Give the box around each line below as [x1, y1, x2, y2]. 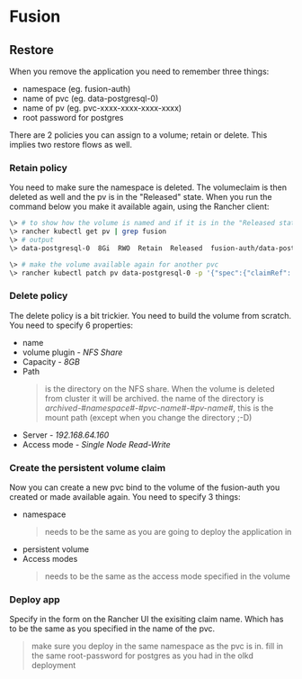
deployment [31, 660, 76, 671]
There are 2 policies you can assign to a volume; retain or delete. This [9, 130, 268, 140]
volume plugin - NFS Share [22, 347, 123, 358]
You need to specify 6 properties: [9, 320, 133, 330]
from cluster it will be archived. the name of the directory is [44, 393, 264, 403]
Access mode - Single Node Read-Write [22, 439, 171, 449]
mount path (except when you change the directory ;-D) [44, 412, 253, 422]
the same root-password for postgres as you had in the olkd [31, 650, 254, 661]
